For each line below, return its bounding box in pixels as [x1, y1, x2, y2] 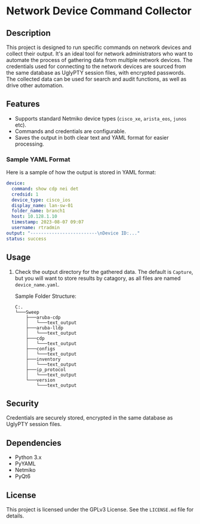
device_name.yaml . [14, 281, 60, 288]
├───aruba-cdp [26, 315, 61, 320]
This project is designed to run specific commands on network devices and [6, 44, 192, 51]
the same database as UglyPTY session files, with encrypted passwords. [6, 69, 186, 76]
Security [6, 398, 39, 408]
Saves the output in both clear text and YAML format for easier [14, 134, 169, 141]
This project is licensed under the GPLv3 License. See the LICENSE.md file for [6, 505, 194, 513]
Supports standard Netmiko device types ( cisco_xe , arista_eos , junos [14, 115, 187, 122]
